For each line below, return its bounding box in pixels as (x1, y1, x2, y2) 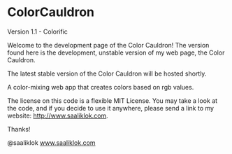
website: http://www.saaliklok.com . (7, 111, 108, 120)
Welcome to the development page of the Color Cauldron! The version (7, 41, 210, 49)
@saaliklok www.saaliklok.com (7, 138, 96, 147)
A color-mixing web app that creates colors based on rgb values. (7, 83, 194, 91)
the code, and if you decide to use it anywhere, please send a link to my (7, 104, 215, 112)
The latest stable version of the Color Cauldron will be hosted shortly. (7, 69, 207, 78)
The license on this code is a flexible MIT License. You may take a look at (7, 96, 218, 105)
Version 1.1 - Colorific (7, 27, 68, 36)
